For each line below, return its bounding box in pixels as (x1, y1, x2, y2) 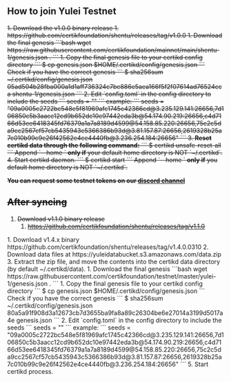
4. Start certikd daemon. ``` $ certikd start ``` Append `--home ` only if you (7, 155, 218, 164)
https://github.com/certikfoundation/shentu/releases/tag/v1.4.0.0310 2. (7, 243, 209, 251)
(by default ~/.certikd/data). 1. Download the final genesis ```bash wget (7, 265, 208, 273)
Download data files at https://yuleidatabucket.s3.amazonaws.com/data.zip (7, 250, 222, 258)
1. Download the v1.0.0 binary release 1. (7, 23, 119, 32)
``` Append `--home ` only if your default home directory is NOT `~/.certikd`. (7, 148, 223, 157)
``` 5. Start (180, 360, 209, 368)
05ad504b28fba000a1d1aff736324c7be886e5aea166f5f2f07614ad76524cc (7, 82, 222, 90)
